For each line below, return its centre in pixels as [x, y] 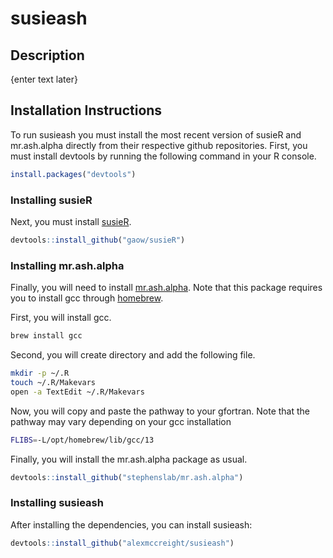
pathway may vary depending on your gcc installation [121, 421]
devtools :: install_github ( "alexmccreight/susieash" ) [122, 543]
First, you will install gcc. [61, 318]
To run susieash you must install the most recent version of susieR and [156, 134]
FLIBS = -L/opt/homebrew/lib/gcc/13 [82, 440]
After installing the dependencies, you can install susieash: [131, 524]
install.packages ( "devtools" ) [73, 174]
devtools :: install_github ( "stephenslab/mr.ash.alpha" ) [127, 477]
